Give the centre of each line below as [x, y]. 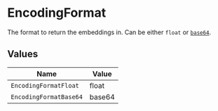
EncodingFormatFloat [45, 86]
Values [23, 54]
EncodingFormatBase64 [47, 97]
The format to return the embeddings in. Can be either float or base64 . [109, 32]
